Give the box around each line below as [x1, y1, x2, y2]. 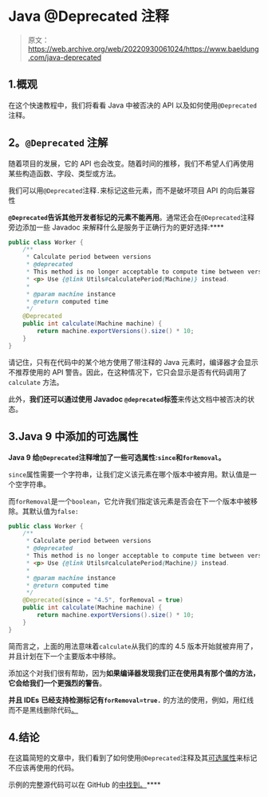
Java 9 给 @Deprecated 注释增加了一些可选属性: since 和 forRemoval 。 [8, 452, 226, 462]
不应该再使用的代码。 [8, 763, 78, 773]
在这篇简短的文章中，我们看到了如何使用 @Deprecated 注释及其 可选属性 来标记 [8, 753, 258, 763]
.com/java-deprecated [27, 53, 102, 62]
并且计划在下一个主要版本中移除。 [8, 651, 120, 661]
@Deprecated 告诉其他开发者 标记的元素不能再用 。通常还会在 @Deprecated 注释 [8, 212, 255, 222]
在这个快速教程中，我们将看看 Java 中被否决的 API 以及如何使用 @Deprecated [8, 100, 258, 110]
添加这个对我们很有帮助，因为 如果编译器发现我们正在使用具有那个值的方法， [8, 668, 260, 677]
